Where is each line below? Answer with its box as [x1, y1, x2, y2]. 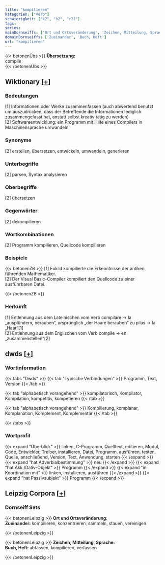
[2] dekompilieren [5, 218, 41, 224]
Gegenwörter [5, 208, 38, 214]
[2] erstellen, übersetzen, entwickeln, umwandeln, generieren [5, 148, 130, 154]
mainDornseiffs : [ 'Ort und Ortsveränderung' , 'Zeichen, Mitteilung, [5, 30, 148, 35]
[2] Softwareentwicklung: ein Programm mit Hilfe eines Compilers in [5, 119, 142, 125]
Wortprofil [5, 432, 30, 439]
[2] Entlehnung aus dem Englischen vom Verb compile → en [5, 330, 127, 336]
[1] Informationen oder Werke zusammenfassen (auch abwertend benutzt [5, 104, 154, 109]
